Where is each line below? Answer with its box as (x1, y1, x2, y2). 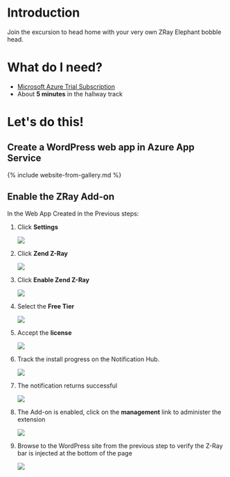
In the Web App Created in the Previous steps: (7, 209, 139, 218)
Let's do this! (7, 114, 85, 130)
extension (17, 415, 46, 424)
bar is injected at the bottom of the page (17, 449, 133, 457)
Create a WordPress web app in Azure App (7, 141, 195, 153)
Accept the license (17, 328, 72, 337)
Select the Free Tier (17, 302, 75, 310)
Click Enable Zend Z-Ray (17, 275, 90, 284)
